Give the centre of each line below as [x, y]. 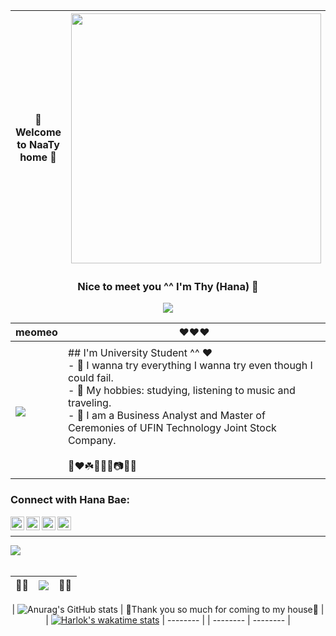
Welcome [38, 132]
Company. [92, 441]
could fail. [90, 378]
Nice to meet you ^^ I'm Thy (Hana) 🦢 [168, 286]
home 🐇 [38, 157]
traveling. [89, 403]
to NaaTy [38, 144]
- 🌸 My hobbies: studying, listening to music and [181, 391]
